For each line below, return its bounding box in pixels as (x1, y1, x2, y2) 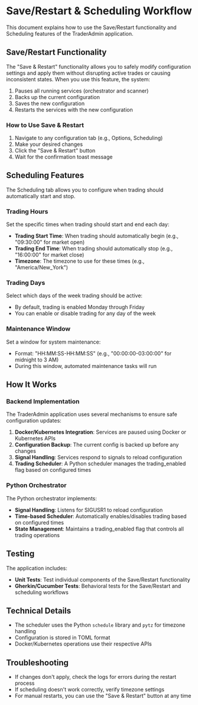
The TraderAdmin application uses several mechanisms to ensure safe (6, 411, 177, 418)
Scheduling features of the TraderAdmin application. (6, 30, 134, 37)
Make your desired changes (14, 141, 83, 148)
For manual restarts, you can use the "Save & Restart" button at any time (14, 693, 191, 700)
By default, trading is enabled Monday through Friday (14, 304, 145, 311)
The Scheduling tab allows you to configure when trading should (6, 186, 164, 193)
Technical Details (6, 605, 72, 615)
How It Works (6, 380, 57, 390)
